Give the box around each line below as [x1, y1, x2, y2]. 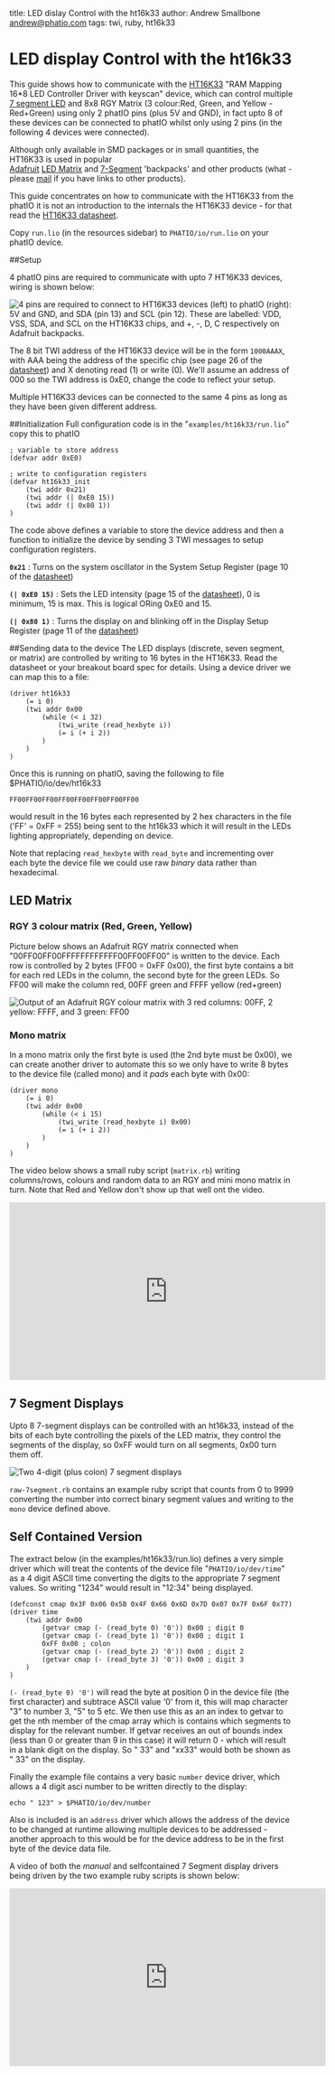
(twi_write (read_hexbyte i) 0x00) [57, 1117, 192, 1126]
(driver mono [9, 1086, 59, 1095]
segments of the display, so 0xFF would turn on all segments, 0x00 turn [9, 1439, 277, 1450]
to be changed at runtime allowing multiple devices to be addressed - [9, 1824, 268, 1835]
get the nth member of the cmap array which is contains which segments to [9, 1715, 292, 1726]
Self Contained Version [9, 1529, 143, 1545]
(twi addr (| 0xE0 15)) [25, 492, 116, 502]
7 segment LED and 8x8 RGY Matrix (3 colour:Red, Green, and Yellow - [9, 98, 274, 108]
